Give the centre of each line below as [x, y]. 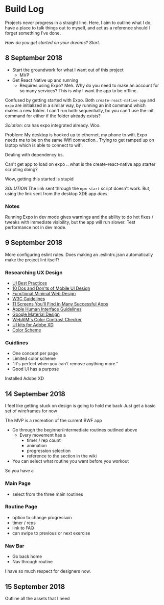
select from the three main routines [47, 494]
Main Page [18, 483]
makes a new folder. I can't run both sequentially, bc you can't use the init [80, 110]
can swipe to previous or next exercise [51, 533]
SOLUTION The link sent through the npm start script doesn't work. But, [78, 188]
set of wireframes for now [31, 411]
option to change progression [42, 517]
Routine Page [21, 507]
